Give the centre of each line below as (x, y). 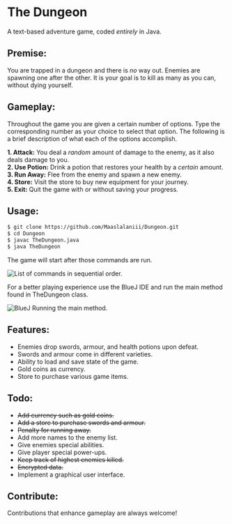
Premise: (27, 53)
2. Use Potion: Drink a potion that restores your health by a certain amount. (115, 167)
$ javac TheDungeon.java (43, 240)
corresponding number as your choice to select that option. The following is (116, 131)
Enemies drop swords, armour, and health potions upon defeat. (108, 347)
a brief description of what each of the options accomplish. (92, 139)
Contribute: (33, 496)
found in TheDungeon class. (48, 294)
